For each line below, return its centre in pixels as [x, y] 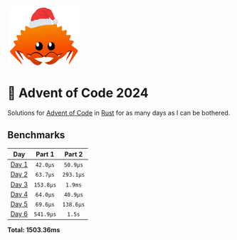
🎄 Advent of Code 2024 [78, 93]
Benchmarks [36, 135]
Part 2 [74, 154]
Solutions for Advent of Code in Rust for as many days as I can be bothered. [119, 113]
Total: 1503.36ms [34, 229]
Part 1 [45, 154]
